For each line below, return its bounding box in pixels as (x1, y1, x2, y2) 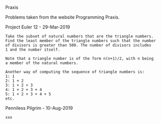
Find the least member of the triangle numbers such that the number (5, 38, 156, 43)
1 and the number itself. (5, 47, 60, 52)
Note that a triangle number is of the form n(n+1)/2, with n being (5, 56, 154, 61)
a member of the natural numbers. (5, 60, 79, 66)
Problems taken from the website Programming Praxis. (5, 14, 120, 20)
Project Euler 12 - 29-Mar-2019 (5, 24, 70, 30)
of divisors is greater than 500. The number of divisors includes (5, 43, 152, 48)
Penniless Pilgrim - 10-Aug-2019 (5, 105, 73, 111)
